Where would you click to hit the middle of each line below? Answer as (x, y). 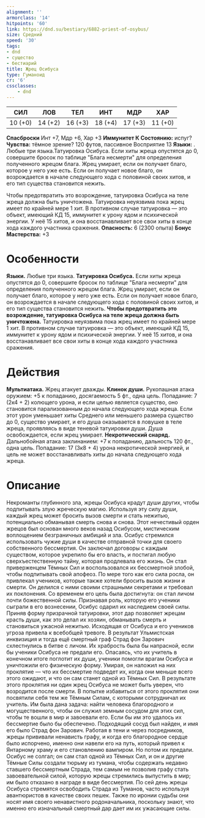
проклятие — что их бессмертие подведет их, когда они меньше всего (100, 672)
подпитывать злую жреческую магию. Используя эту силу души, (92, 509)
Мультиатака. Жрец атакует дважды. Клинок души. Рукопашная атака (100, 389)
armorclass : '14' (28, 18)
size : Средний (24, 35)
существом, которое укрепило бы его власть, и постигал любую (91, 554)
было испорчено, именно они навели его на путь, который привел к (95, 743)
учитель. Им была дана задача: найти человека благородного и (90, 704)
